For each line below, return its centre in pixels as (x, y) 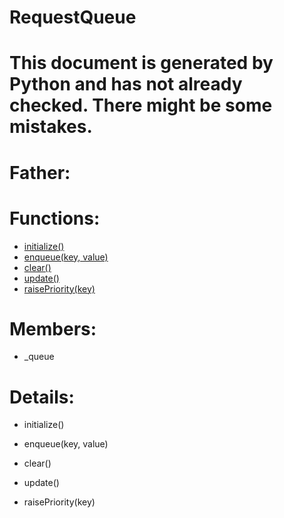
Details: (42, 397)
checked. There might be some (141, 105)
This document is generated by (141, 63)
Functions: (55, 218)
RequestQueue (73, 17)
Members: (53, 328)
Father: (40, 172)
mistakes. (51, 127)
